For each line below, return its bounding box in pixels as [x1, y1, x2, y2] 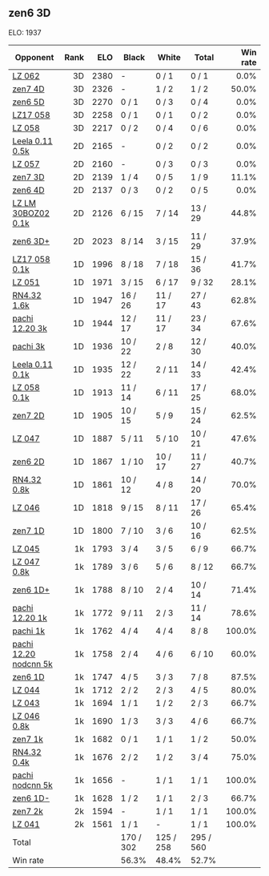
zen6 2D [12, 456, 45, 467]
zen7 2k [12, 805, 44, 817]
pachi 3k [12, 341, 46, 352]
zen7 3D [12, 172, 45, 183]
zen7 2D [12, 410, 45, 421]
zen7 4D [12, 83, 45, 95]
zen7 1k [12, 733, 44, 745]
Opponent [14, 51, 54, 63]
